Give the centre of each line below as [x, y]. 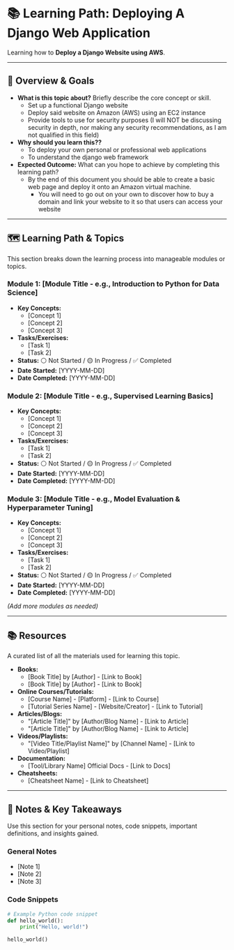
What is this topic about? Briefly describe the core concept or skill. [114, 98]
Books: [28, 669]
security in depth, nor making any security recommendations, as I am [127, 127]
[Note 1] [29, 867]
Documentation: [41, 759]
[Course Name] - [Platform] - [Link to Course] [93, 699]
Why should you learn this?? [60, 142]
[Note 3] [29, 882]
